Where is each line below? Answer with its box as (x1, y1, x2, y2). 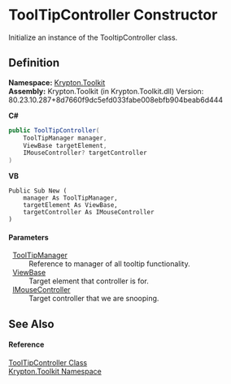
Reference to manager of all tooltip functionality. (28, 259, 191, 269)
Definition (8, 56, 59, 70)
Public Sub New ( (8, 187, 68, 196)
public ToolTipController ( (8, 126, 100, 135)
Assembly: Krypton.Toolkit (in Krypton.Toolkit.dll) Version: (8, 86, 204, 96)
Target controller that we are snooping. (28, 294, 159, 304)
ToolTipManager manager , (23, 134, 107, 142)
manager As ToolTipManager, (23, 194, 118, 202)
